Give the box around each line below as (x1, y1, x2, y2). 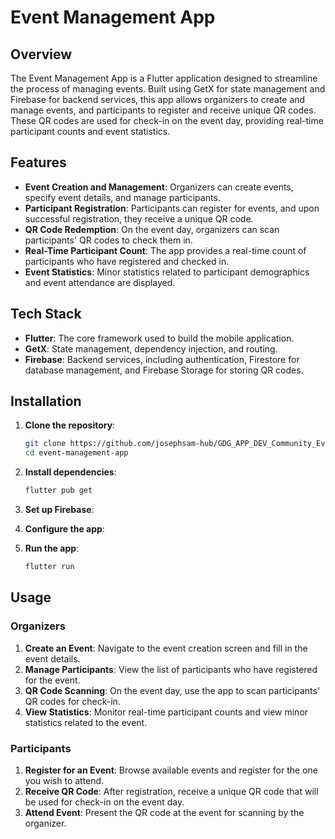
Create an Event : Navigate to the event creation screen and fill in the (24, 642, 308, 654)
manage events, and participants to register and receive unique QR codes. (10, 104, 317, 116)
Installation (10, 393, 82, 410)
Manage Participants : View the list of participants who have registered (24, 663, 318, 675)
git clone (24, 439, 67, 449)
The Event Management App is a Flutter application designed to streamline (10, 72, 318, 84)
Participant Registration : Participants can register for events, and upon (24, 202, 320, 214)
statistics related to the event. (24, 716, 148, 728)
